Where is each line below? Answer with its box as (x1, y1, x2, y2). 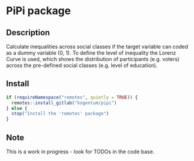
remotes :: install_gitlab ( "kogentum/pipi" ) (11, 100, 117, 106)
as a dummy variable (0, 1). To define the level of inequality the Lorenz (6, 49, 176, 56)
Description (6, 28, 50, 38)
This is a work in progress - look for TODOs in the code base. (6, 148, 155, 155)
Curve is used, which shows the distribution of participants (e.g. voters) (6, 56, 180, 62)
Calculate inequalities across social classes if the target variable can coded (6, 43, 188, 50)
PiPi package (6, 4, 71, 18)
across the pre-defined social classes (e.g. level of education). (6, 62, 158, 69)
